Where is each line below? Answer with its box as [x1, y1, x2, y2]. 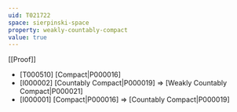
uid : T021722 [8, 11, 51, 20]
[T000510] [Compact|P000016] [19, 70, 122, 79]
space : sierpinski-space [8, 19, 89, 27]
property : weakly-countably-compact [8, 26, 128, 34]
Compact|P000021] [19, 87, 84, 96]
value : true [8, 33, 47, 42]
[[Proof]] [8, 55, 37, 64]
